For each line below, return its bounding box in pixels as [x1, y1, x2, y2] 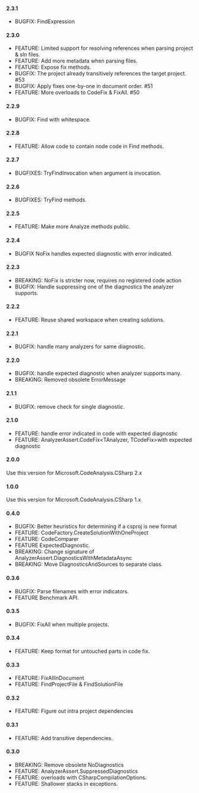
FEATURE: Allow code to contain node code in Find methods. [14, 143, 165, 150]
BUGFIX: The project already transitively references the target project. [14, 70, 187, 77]
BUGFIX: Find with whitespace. [14, 116, 91, 123]
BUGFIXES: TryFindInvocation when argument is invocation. [14, 169, 162, 177]
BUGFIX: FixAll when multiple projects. [14, 621, 109, 628]
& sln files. [14, 51, 40, 58]
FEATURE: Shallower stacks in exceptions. [14, 780, 118, 787]
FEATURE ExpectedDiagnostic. [14, 542, 90, 549]
